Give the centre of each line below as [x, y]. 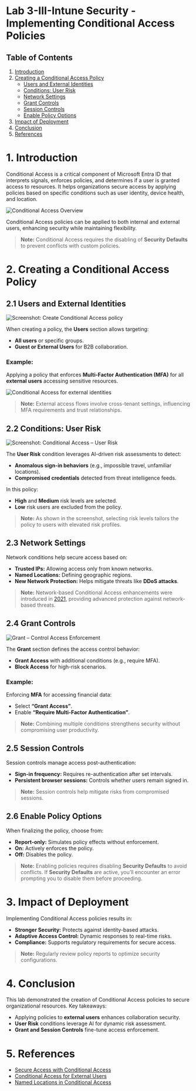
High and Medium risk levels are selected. [66, 501]
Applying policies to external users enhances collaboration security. [97, 1018]
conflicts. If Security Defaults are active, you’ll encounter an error [100, 872]
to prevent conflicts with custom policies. [70, 246]
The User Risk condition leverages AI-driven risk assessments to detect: [94, 454]
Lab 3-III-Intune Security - [71, 11]
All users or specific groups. [49, 340]
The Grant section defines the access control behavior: [73, 649]
